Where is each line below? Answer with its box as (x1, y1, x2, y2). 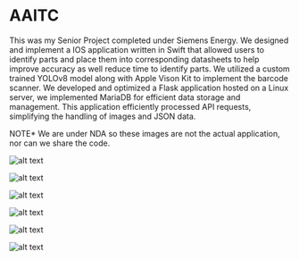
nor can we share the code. (9, 138, 111, 148)
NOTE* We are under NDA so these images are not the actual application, (9, 128, 281, 138)
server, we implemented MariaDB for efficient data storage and (9, 91, 241, 103)
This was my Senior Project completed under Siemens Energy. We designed (9, 35, 289, 46)
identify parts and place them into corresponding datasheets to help (9, 54, 260, 64)
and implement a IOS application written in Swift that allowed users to (9, 44, 265, 55)
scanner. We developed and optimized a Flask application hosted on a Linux (9, 82, 289, 93)
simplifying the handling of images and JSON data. (9, 111, 196, 122)
